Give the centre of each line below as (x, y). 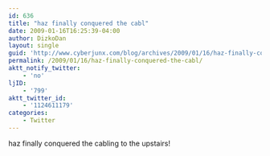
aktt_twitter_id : (37, 98)
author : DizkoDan (37, 38)
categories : (28, 113)
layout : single (34, 46)
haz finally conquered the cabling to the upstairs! (90, 143)
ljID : (17, 83)
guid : (17, 53)
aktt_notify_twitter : (45, 68)
